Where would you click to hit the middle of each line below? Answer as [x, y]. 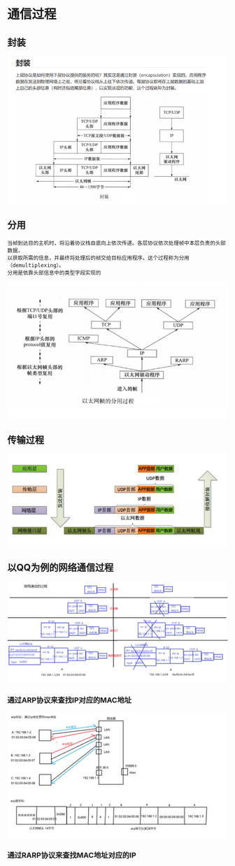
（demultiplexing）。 [36, 265]
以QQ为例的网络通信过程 [60, 568]
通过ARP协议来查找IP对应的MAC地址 [69, 700]
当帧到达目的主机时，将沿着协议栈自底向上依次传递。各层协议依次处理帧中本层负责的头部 [116, 243]
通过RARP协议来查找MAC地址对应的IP [72, 855]
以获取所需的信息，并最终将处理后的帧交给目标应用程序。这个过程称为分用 [99, 258]
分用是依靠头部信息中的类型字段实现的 [54, 273]
